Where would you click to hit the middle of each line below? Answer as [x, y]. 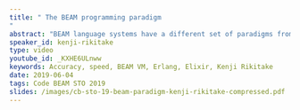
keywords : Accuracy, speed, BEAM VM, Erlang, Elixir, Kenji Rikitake [142, 67]
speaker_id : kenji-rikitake [62, 42]
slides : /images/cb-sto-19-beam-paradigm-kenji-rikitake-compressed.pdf [147, 91]
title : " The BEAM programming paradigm [86, 17]
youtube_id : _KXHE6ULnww [55, 59]
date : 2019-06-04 [42, 75]
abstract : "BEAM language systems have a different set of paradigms [142, 34]
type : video [31, 51]
